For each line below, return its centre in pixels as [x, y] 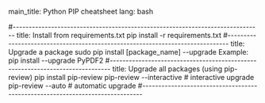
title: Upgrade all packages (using [167, 69]
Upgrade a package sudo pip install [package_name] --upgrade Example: [129, 52]
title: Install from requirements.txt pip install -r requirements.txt [119, 35]
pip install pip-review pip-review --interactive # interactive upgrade [144, 77]
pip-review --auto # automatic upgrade [72, 86]
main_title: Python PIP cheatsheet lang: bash [81, 11]
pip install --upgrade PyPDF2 [56, 60]
